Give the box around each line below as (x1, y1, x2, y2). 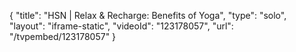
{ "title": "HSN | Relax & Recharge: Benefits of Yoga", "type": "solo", (9, 10, 287, 21)
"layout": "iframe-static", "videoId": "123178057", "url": (9, 20, 234, 32)
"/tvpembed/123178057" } (9, 31, 117, 42)
